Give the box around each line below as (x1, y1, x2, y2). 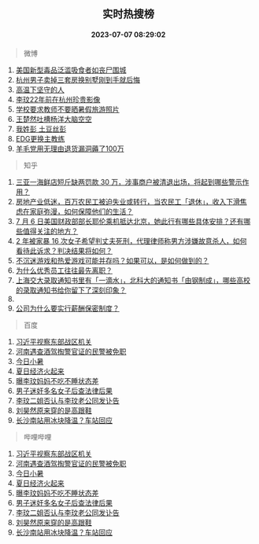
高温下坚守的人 (15, 85, 65, 94)
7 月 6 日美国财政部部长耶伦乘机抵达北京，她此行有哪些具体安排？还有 (15, 216, 244, 226)
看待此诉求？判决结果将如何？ (15, 246, 113, 255)
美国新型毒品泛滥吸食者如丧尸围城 (15, 65, 127, 75)
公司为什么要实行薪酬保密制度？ (15, 303, 120, 313)
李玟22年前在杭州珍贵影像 (15, 94, 101, 104)
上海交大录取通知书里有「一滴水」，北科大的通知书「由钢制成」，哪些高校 (15, 275, 250, 285)
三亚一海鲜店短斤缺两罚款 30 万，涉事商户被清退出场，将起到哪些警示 (15, 177, 242, 186)
